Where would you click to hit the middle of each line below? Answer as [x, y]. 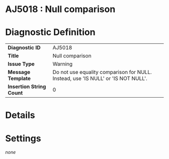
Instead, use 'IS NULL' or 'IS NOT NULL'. [100, 78]
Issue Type [21, 64]
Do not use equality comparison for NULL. [102, 72]
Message [19, 72]
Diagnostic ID [24, 48]
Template [19, 78]
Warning [63, 64]
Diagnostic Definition [50, 32]
